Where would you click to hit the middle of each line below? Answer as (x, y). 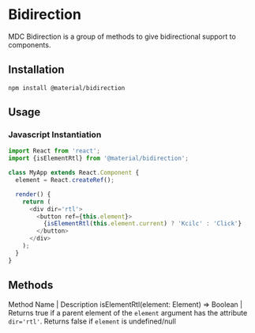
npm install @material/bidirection (67, 88)
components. (30, 44)
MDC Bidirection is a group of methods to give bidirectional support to (122, 36)
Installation (36, 70)
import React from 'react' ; (54, 151)
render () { (33, 194)
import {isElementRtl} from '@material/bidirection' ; (99, 159)
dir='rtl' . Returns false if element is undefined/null (92, 321)
